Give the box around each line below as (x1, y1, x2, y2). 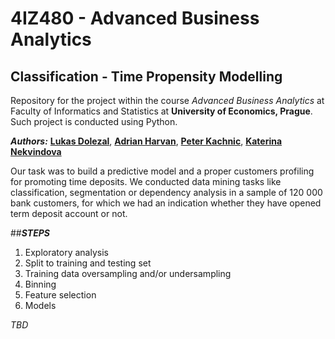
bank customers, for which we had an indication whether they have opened (10, 197, 322, 209)
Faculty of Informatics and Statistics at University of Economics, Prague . (10, 105, 313, 117)
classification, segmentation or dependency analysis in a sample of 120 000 (10, 187, 323, 198)
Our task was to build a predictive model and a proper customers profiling (10, 165, 315, 177)
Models (24, 300, 57, 311)
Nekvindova (10, 146, 62, 157)
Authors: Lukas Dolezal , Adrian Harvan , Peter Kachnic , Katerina (10, 135, 283, 147)
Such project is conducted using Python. (10, 116, 178, 127)
